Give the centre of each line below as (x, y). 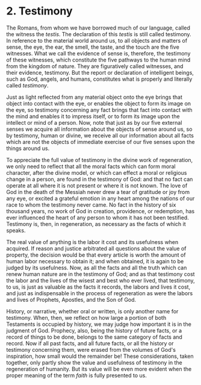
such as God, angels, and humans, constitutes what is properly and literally (99, 79)
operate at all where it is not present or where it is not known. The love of (97, 186)
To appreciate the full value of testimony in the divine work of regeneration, (100, 160)
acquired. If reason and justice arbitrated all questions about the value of (96, 248)
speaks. (16, 230)
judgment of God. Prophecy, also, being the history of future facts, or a (94, 330)
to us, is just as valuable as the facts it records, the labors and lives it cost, (98, 287)
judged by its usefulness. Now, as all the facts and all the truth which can (97, 268)
